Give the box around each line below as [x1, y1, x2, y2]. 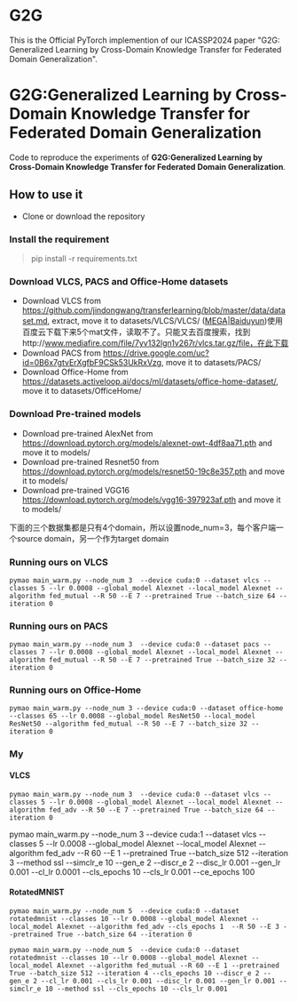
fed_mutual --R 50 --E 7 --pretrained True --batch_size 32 [48, 655, 276, 665]
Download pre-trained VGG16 [21, 485, 130, 495]
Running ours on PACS [9, 620, 108, 632]
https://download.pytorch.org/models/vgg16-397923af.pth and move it [21, 494, 281, 505]
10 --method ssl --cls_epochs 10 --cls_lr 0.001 [44, 984, 228, 993]
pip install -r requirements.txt [30, 253, 137, 263]
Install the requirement [9, 233, 109, 245]
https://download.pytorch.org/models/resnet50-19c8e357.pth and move [21, 466, 286, 477]
